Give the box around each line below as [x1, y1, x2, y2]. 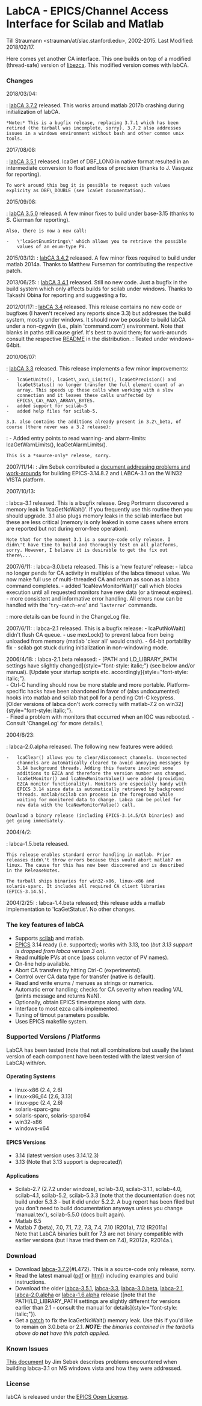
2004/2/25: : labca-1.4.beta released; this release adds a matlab [6, 899, 165, 907]
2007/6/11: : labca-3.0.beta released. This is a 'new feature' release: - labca [6, 563, 194, 570]
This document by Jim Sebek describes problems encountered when [6, 1358, 177, 1366]
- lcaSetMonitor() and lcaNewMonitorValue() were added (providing [6, 776, 185, 782]
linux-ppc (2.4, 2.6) [14, 1099, 63, 1107]
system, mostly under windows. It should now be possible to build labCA [6, 316, 186, 323]
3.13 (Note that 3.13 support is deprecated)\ [14, 1158, 123, 1166]
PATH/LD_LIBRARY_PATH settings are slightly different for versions [14, 1297, 181, 1305]
